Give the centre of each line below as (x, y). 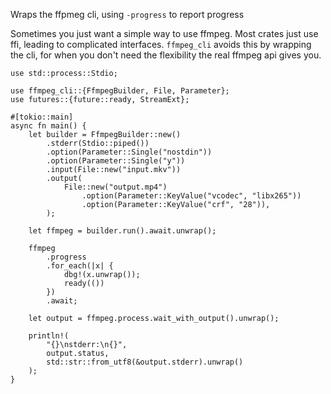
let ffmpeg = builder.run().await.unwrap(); (122, 231)
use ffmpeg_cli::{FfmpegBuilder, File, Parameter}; (120, 91)
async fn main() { (48, 126)
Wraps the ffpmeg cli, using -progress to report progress (127, 14)
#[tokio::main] (42, 117)
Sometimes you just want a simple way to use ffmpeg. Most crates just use (164, 33)
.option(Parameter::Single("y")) (116, 161)
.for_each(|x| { (80, 266)
